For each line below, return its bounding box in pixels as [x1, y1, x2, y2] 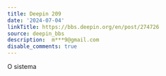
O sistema [7, 63, 37, 70]
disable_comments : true [7, 43, 78, 50]
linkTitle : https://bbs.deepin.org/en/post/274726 [7, 23, 160, 30]
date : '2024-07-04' [7, 17, 65, 24]
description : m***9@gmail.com [7, 37, 100, 44]
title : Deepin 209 [7, 10, 61, 18]
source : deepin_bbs [7, 30, 65, 37]
